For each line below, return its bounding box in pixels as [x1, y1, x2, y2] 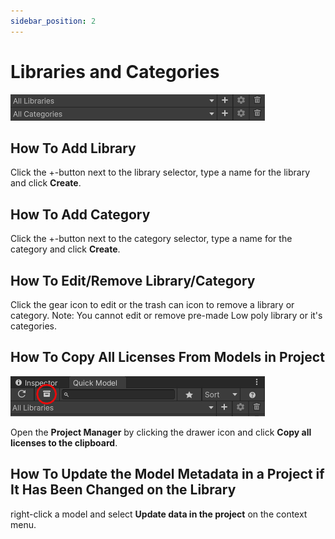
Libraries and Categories [10, 60, 220, 83]
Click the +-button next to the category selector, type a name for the [10, 233, 293, 245]
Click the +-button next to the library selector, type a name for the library [10, 166, 311, 179]
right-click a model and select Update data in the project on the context [10, 508, 308, 520]
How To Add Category [10, 206, 151, 223]
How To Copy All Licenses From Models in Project [10, 349, 325, 366]
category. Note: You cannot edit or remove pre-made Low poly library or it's [10, 310, 323, 321]
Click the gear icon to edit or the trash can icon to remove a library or [10, 299, 295, 310]
